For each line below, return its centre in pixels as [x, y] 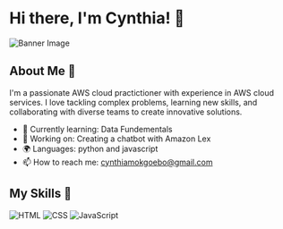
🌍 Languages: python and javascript [90, 148]
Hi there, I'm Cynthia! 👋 [97, 18]
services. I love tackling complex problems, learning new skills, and [133, 102]
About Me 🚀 [43, 71]
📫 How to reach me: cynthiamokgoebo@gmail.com [117, 162]
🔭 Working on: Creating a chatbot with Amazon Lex [116, 139]
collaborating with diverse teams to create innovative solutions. [126, 112]
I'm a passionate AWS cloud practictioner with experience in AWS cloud [142, 92]
